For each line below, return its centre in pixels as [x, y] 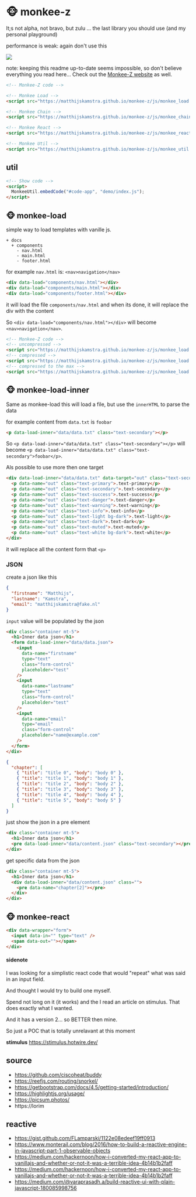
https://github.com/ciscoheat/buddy [58, 1075]
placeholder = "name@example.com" [61, 735]
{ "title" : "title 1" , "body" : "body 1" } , [70, 779]
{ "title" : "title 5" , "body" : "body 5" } [69, 800]
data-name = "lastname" [48, 686]
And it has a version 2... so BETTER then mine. [62, 1019]
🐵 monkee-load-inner [48, 390]
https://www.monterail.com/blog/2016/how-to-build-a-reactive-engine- [101, 1144]
